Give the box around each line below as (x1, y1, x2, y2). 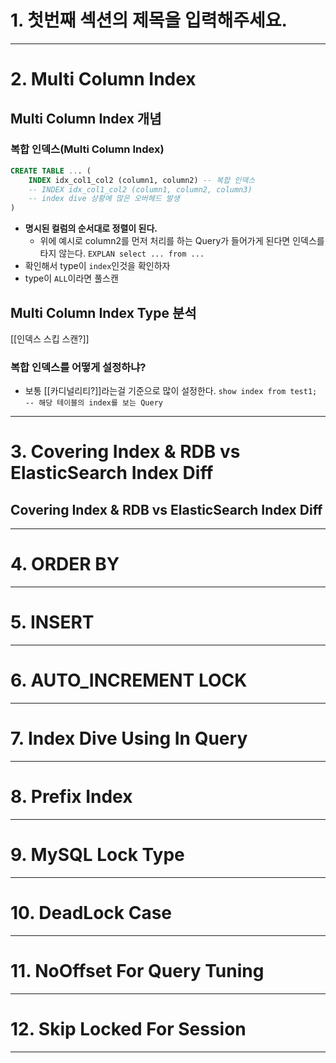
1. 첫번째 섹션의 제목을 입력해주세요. (10, 9, 288, 32)
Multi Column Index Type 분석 (10, 304, 197, 321)
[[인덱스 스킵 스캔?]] (10, 333, 90, 345)
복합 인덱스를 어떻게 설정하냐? (10, 360, 147, 374)
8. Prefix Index (10, 786, 133, 808)
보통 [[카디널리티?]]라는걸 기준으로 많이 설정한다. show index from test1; (24, 385, 318, 397)
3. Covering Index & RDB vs (10, 441, 241, 463)
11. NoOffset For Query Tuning (10, 960, 265, 983)
